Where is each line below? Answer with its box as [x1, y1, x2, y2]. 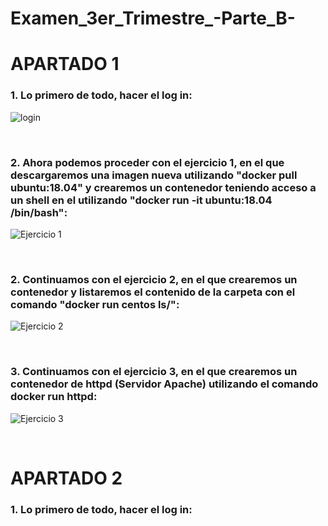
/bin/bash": [10, 205, 68, 219]
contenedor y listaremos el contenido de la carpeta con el [10, 285, 296, 299]
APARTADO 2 [10, 467, 123, 489]
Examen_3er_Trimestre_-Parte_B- [10, 7, 296, 30]
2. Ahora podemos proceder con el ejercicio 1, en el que [10, 155, 285, 169]
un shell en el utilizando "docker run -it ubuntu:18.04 [10, 193, 273, 207]
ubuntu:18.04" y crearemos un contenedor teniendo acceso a [10, 180, 317, 194]
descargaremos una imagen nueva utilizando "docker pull [10, 168, 298, 182]
